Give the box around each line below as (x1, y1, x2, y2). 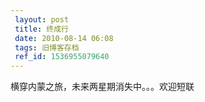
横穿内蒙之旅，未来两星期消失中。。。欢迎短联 (10, 81, 195, 93)
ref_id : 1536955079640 (14, 52, 110, 62)
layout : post (14, 14, 70, 25)
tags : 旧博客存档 (14, 42, 80, 53)
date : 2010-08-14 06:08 (14, 33, 114, 43)
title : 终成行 (14, 24, 69, 34)
